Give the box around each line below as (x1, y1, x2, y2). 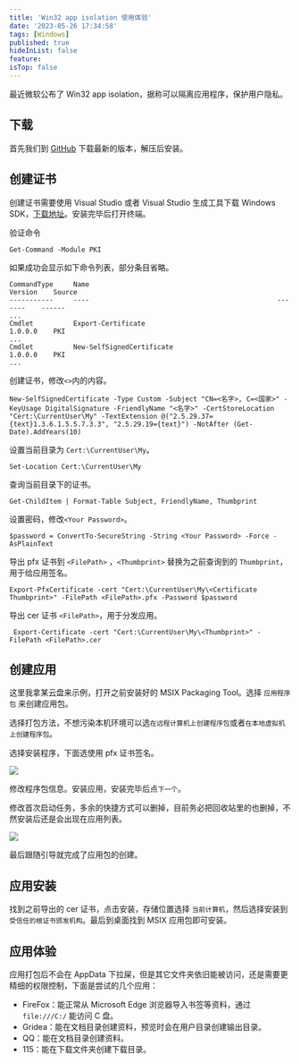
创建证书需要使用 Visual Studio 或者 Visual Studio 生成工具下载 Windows (9, 197, 276, 208)
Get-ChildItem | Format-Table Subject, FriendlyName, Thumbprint (9, 497, 257, 506)
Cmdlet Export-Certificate (9, 319, 146, 327)
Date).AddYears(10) (9, 427, 82, 437)
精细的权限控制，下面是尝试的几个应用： (9, 980, 158, 991)
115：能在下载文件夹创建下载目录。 (21, 1043, 152, 1054)
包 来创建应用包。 (9, 699, 73, 710)
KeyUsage (9, 404, 42, 412)
